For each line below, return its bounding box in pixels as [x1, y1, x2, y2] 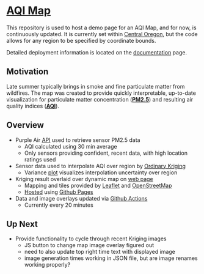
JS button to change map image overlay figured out [24, 242, 155, 249]
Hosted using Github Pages [24, 188, 93, 196]
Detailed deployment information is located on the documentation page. [6, 48, 188, 56]
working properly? [24, 261, 71, 268]
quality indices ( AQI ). [6, 102, 60, 109]
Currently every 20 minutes [24, 201, 93, 209]
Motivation [6, 67, 49, 77]
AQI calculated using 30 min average [24, 143, 117, 150]
